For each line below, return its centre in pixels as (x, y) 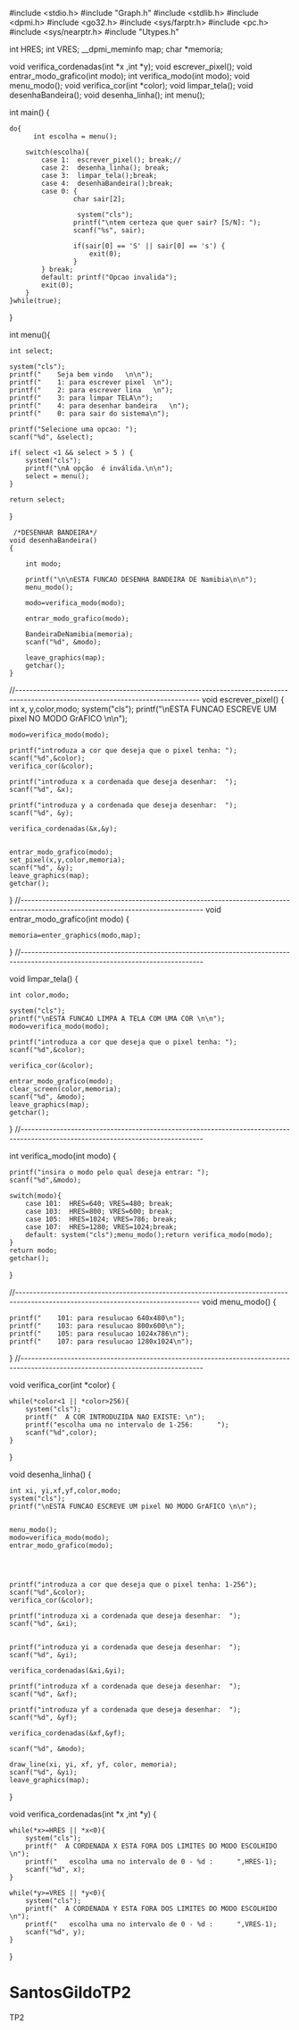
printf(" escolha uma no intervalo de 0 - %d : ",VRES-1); (151, 1925)
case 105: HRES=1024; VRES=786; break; (101, 1219)
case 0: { (59, 191)
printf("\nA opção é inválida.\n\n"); (100, 468)
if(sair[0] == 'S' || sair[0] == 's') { (149, 246)
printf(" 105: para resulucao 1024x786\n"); (100, 1334)
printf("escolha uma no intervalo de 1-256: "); (127, 1425)
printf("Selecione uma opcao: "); (74, 429)
